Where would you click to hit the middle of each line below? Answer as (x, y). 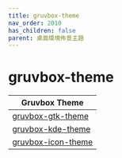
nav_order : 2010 (35, 23)
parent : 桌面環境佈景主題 (46, 38)
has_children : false (42, 30)
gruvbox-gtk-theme (51, 117)
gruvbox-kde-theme (51, 129)
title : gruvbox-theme (44, 16)
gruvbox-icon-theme (53, 142)
